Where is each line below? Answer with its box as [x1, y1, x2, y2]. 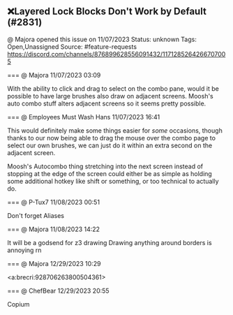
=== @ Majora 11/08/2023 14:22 [7, 225, 100, 233]
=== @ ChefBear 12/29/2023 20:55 [7, 286, 110, 295]
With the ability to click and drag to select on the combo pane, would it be [7, 84, 220, 93]
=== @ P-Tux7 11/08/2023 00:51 [7, 198, 100, 206]
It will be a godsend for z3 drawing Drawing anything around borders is [7, 238, 212, 247]
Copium [7, 300, 30, 308]
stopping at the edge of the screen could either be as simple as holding [7, 169, 213, 177]
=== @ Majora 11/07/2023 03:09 [7, 71, 101, 79]
